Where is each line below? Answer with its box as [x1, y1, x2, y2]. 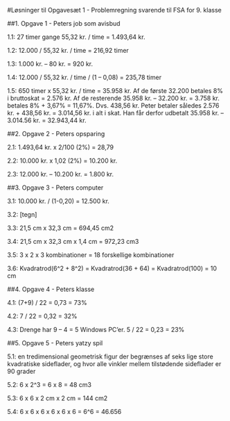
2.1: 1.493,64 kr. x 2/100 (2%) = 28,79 [7, 143, 114, 151]
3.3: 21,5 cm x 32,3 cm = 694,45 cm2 [7, 224, 114, 232]
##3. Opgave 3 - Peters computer [7, 183, 104, 192]
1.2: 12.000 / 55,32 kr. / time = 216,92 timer [7, 47, 130, 54]
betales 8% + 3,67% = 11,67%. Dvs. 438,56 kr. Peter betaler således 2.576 [7, 101, 220, 110]
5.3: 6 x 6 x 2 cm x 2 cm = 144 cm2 [7, 394, 108, 402]
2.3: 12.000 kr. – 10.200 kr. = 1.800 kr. [7, 170, 114, 178]
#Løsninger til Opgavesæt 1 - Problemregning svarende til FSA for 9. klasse [7, 6, 222, 14]
